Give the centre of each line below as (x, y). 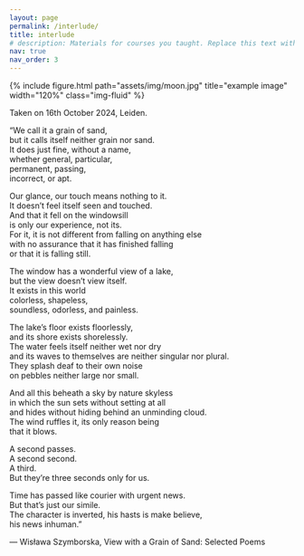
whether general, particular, (61, 159)
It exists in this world (47, 290)
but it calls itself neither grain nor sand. (82, 140)
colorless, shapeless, (49, 300)
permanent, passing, (48, 169)
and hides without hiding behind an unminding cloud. (108, 412)
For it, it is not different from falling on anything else (105, 235)
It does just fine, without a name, (70, 149)
